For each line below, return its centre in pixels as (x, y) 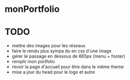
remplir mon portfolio (33, 62)
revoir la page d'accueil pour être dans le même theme (68, 67)
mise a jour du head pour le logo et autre (53, 72)
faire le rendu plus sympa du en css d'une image (62, 51)
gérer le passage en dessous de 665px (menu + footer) (68, 56)
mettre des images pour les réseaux (49, 46)
